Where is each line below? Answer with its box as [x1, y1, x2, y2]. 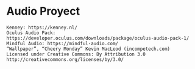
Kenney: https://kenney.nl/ [6, 24, 78, 31]
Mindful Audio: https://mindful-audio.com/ [6, 40, 119, 46]
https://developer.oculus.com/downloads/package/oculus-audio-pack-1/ [6, 35, 190, 41]
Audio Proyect [6, 4, 80, 18]
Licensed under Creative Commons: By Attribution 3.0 [6, 51, 146, 57]
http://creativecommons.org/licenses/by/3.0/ [6, 56, 124, 62]
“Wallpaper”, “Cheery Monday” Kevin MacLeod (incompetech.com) [6, 46, 171, 52]
